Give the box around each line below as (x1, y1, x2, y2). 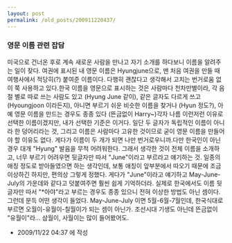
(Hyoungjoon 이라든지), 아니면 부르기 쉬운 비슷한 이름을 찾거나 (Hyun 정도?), (7, 101, 217, 109)
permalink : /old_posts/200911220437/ (7, 17, 116, 24)
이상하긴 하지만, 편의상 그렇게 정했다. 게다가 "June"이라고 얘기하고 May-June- (7, 170, 221, 179)
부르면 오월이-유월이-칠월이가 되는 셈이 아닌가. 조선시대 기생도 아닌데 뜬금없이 (7, 205, 218, 213)
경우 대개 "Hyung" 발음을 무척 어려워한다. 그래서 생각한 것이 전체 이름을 (7, 144, 202, 152)
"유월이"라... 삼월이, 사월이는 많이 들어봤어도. (7, 213, 130, 222)
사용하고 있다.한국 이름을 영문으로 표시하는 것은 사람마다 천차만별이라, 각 (21, 84, 218, 92)
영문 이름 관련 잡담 (7, 41, 65, 51)
